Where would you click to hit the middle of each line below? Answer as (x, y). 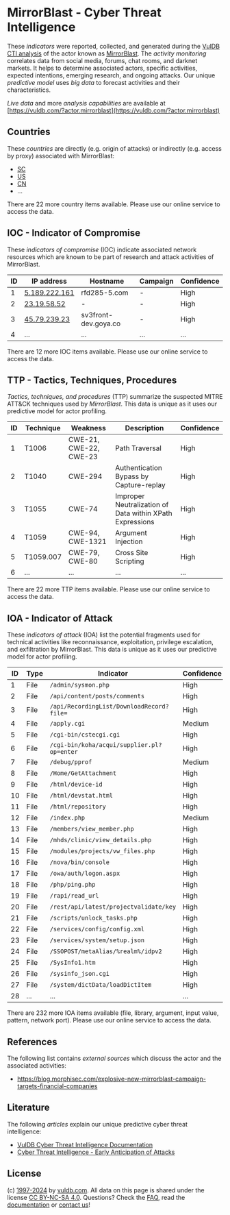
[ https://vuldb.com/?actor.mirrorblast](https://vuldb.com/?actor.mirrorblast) (114, 110)
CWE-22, (84, 448)
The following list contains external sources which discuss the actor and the (114, 1058)
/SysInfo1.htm (73, 963)
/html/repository (78, 807)
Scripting (130, 561)
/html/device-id (76, 785)
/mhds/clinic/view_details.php (101, 840)
